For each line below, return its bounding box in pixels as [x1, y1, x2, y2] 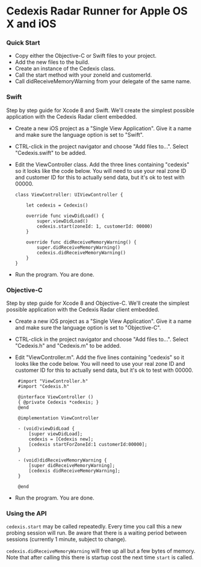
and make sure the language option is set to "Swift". [14, 131, 144, 138]
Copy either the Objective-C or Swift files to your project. [14, 52, 156, 60]
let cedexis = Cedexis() [26, 202, 88, 208]
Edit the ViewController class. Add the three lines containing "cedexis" [14, 161, 190, 168]
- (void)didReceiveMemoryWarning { [17, 457, 107, 463]
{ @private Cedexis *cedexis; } [17, 399, 99, 406]
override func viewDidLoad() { [26, 213, 105, 219]
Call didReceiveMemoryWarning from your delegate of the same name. [14, 78, 191, 85]
